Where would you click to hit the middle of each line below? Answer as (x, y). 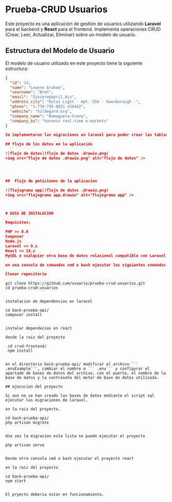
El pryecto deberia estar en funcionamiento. (55, 495)
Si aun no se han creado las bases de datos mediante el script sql (80, 396)
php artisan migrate (27, 423)
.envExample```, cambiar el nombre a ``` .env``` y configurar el (78, 369)
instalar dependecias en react (39, 329)
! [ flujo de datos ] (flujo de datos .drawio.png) (57, 153)
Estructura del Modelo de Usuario (60, 51)
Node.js (14, 241)
